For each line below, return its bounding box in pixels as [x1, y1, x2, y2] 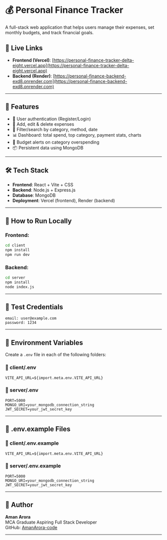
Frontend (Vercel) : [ [12, 57, 54, 63]
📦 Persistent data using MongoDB [12, 145, 83, 151]
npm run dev [5, 252, 30, 257]
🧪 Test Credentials [5, 303, 63, 311]
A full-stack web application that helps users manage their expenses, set [5, 24, 155, 30]
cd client [5, 243, 26, 248]
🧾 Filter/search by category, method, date [12, 126, 98, 132]
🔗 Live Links [5, 44, 43, 53]
